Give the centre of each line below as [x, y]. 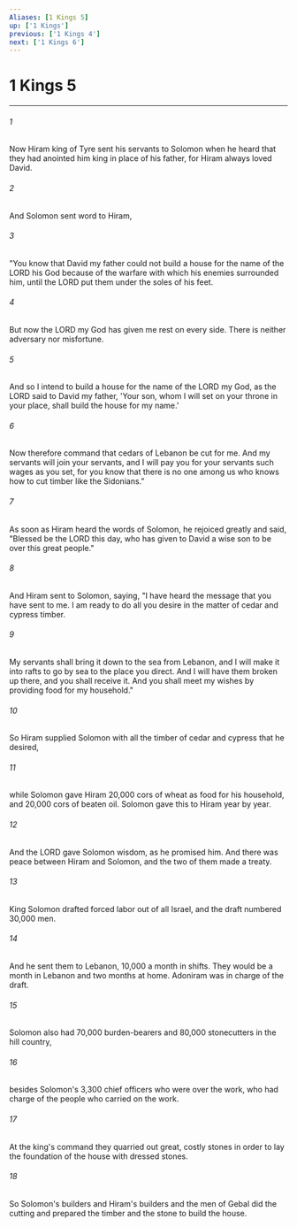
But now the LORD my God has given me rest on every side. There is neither [148, 330]
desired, [24, 748]
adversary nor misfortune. [57, 339]
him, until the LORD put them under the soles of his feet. [111, 282]
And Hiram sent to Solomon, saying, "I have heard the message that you [140, 595]
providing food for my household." [72, 690]
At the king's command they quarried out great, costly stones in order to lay [147, 1146]
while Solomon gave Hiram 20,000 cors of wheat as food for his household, [147, 795]
